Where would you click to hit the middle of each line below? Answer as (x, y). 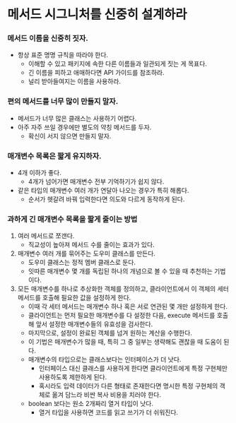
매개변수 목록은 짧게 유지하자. (54, 156)
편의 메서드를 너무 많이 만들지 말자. (63, 102)
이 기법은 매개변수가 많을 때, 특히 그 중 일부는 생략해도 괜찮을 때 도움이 (125, 342)
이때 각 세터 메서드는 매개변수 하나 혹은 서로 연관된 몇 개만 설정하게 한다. (128, 306)
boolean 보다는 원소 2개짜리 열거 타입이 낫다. (91, 404)
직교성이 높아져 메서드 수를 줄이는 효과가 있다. (91, 245)
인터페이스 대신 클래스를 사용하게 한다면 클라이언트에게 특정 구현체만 (133, 369)
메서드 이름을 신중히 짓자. (48, 38)
